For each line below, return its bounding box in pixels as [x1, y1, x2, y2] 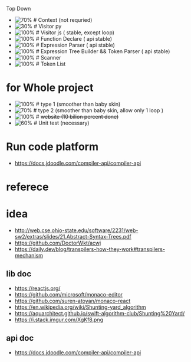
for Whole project [6, 81, 94, 94]
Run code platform [6, 140, 99, 154]
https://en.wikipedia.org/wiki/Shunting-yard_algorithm [14, 304, 146, 311]
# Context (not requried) [33, 17, 93, 23]
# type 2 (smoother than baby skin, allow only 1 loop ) [33, 106, 164, 114]
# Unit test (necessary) [34, 119, 90, 126]
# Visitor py [33, 23, 62, 30]
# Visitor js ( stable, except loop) [35, 29, 115, 36]
